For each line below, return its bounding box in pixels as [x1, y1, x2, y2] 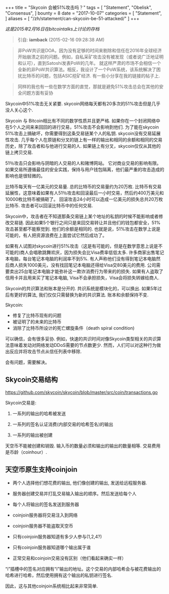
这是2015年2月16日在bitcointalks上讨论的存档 [5, 26, 100, 32]
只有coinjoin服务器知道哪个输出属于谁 [12, 544, 91, 550]
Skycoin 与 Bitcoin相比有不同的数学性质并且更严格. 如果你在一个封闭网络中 [5, 118, 160, 124]
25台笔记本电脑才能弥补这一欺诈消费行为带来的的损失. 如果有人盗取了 [18, 268, 163, 274]
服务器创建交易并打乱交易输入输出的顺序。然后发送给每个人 [12, 490, 137, 496]
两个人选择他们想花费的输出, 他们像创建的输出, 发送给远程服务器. [12, 480, 147, 486]
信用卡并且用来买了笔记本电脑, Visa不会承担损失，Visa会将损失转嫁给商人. [5, 275, 160, 281]
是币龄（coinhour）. [5, 449, 47, 455]
